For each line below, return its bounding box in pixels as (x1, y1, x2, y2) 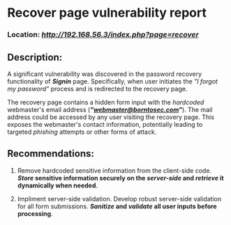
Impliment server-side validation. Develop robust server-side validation (17, 194, 222, 203)
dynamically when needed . (17, 181, 98, 189)
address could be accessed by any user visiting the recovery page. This (7, 113, 215, 121)
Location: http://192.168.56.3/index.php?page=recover (7, 30, 199, 40)
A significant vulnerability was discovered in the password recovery (7, 70, 202, 78)
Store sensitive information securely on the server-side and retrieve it (17, 173, 225, 182)
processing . (17, 209, 54, 217)
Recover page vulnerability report (7, 5, 207, 21)
